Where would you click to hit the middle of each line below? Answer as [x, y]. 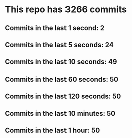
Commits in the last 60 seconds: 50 [62, 79]
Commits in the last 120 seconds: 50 [63, 96]
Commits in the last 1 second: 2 [55, 28]
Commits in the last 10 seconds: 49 [61, 62]
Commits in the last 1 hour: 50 [52, 130]
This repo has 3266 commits [66, 9]
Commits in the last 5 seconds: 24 [59, 45]
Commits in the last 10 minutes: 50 [60, 114]
